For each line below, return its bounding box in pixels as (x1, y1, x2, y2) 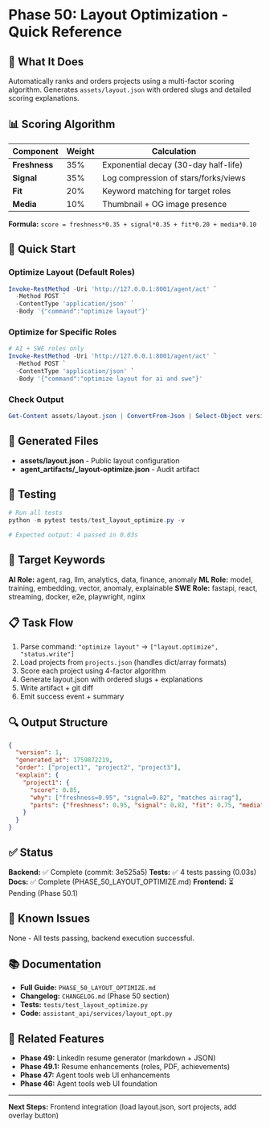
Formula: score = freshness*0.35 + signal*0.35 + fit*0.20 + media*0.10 (8, 219, 257, 229)
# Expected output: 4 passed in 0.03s (8, 531, 138, 539)
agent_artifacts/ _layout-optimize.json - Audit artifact (19, 464, 200, 474)
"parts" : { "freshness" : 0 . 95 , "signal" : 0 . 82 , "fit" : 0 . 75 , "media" (29, 801, 264, 809)
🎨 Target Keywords (8, 554, 106, 567)
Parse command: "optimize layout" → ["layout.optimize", (19, 641, 219, 651)
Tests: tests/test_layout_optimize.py (19, 1000, 149, 1010)
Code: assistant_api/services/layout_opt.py (19, 1009, 173, 1018)
